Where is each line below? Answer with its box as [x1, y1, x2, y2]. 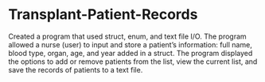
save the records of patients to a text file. [8, 65, 143, 74]
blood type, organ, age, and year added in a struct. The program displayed [8, 48, 253, 58]
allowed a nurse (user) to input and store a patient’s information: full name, [8, 39, 252, 49]
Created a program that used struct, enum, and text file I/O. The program [8, 32, 247, 41]
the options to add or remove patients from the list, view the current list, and [8, 57, 258, 66]
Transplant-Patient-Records [8, 6, 198, 24]
